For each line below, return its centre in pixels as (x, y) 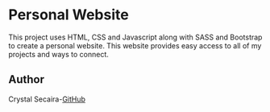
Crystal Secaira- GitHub (47, 99)
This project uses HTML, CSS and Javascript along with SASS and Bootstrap (135, 37)
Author (26, 79)
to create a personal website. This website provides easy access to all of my (135, 45)
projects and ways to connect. (58, 54)
